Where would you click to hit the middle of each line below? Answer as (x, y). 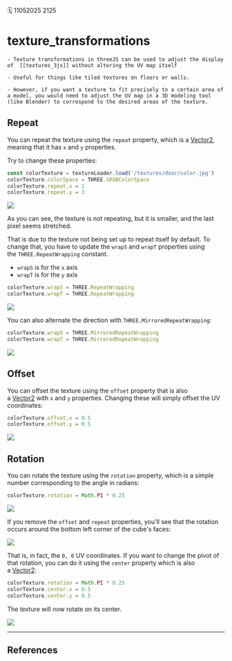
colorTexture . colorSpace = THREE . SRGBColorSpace (78, 179)
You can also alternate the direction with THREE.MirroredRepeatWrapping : (109, 320)
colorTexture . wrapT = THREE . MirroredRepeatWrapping (83, 339)
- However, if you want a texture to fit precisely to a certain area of (116, 89)
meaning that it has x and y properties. (62, 147)
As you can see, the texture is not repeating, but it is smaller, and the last (110, 219)
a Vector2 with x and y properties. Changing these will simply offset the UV (114, 398)
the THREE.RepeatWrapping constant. (58, 254)
